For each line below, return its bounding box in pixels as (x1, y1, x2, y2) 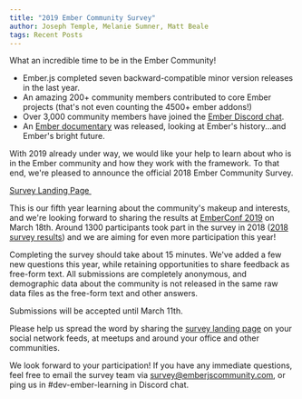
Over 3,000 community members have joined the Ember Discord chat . (22, 111, 285, 123)
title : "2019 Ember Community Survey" (9, 13, 156, 23)
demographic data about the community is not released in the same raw (9, 278, 278, 289)
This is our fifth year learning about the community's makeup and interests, (9, 203, 290, 214)
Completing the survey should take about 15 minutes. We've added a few (9, 249, 282, 260)
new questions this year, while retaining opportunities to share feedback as (9, 259, 290, 270)
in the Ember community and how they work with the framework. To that (9, 158, 279, 169)
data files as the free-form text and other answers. (9, 288, 198, 299)
